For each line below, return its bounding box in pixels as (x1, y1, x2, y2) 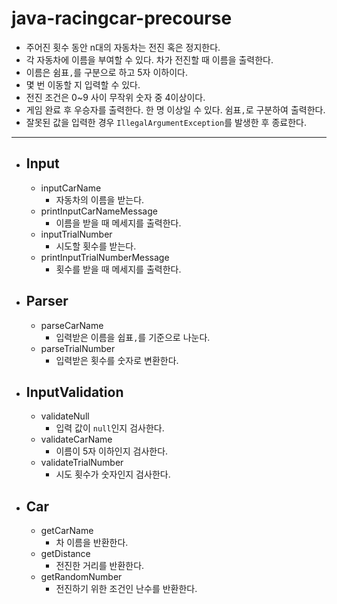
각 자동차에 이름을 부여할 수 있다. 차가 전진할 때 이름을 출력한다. (25, 53, 274, 66)
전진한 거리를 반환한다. (55, 560, 145, 572)
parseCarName (40, 319, 104, 331)
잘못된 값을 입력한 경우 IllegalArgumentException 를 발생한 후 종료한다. (25, 116, 307, 128)
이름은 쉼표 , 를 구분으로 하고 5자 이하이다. (25, 66, 188, 78)
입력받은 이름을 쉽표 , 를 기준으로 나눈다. (55, 331, 211, 343)
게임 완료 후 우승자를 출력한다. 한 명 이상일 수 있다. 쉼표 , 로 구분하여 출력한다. (25, 103, 326, 116)
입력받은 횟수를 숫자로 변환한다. (55, 354, 179, 366)
